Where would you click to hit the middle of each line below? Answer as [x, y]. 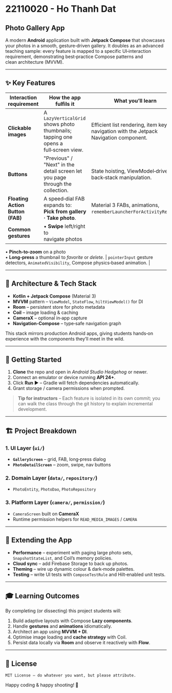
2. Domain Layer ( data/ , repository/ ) [51, 478]
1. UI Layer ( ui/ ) [25, 448]
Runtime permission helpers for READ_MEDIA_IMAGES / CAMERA [75, 519]
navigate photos [63, 239]
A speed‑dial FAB [64, 198]
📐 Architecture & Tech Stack [51, 284]
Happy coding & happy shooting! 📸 [42, 685]
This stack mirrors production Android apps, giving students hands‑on [79, 333]
